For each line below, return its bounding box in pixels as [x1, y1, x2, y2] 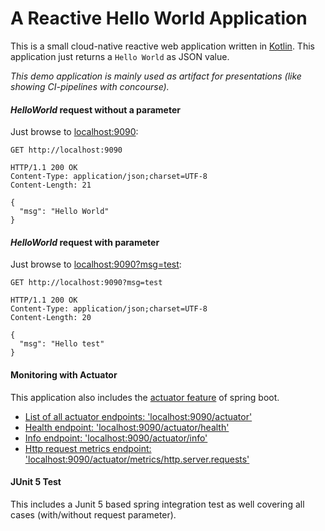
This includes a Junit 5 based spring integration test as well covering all [10, 498, 305, 510]
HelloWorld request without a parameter [10, 103, 181, 116]
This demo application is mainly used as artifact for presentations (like [10, 70, 302, 82]
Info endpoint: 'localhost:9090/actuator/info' [24, 432, 208, 444]
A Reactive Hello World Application [10, 7, 308, 30]
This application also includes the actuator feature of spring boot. [10, 391, 280, 403]
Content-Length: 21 [10, 180, 92, 191]
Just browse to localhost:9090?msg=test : [10, 258, 182, 271]
